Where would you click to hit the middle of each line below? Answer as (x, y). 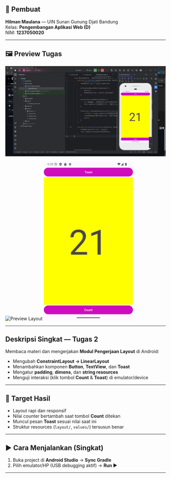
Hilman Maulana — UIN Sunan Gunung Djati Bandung (62, 21)
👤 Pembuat (23, 9)
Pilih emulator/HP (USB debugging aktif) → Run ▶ (65, 466)
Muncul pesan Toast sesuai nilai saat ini (54, 421)
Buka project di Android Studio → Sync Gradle (62, 460)
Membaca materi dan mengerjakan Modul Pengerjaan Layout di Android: (82, 352)
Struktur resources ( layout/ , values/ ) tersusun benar (68, 427)
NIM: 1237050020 (25, 32)
